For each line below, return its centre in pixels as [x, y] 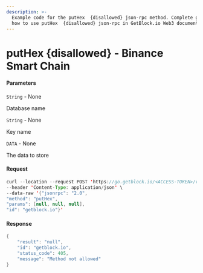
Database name [26, 108]
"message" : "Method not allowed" [59, 259]
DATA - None [21, 143]
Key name [19, 131]
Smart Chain [38, 66]
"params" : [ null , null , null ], [46, 204]
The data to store [28, 155]
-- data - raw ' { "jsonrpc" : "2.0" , [47, 193]
